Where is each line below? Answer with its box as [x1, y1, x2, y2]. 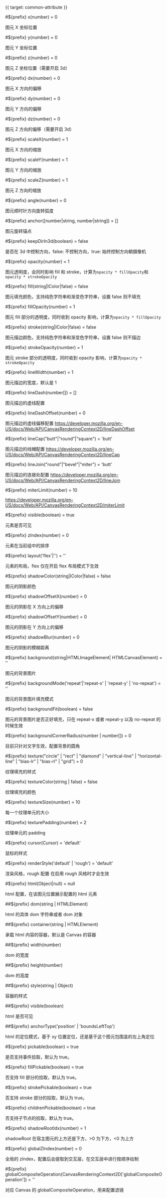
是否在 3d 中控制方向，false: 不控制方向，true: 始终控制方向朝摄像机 [5, 248, 146, 254]
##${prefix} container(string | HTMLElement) [5, 922, 99, 927]
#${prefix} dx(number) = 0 [5, 75, 60, 81]
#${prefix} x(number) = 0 [5, 14, 58, 20]
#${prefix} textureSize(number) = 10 [5, 799, 80, 805]
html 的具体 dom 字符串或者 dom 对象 [5, 912, 83, 917]
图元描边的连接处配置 [5, 472, 49, 478]
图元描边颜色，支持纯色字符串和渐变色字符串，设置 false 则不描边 [5, 335, 141, 340]
